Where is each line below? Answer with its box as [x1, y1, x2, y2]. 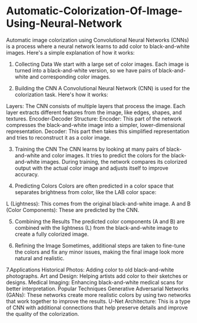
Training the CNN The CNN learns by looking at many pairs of [14, 145, 166, 153]
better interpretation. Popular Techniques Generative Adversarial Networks [6, 285, 189, 292]
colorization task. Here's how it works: [14, 91, 108, 98]
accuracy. [14, 170, 40, 178]
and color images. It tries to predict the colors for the [41, 151, 170, 159]
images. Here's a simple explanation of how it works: [6, 49, 135, 56]
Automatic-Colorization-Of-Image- [6, 4, 183, 18]
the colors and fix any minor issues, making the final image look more [14, 248, 185, 255]
